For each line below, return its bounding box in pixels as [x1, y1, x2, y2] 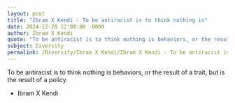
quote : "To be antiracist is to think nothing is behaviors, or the [7, 36, 211, 43]
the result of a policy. [7, 75, 69, 84]
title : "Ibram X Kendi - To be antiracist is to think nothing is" [7, 17, 208, 24]
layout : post [7, 10, 45, 17]
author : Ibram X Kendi [7, 29, 73, 37]
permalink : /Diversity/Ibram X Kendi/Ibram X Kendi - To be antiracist [7, 49, 220, 56]
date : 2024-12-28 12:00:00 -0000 [7, 23, 105, 30]
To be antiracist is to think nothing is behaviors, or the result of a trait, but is [7, 68, 225, 77]
